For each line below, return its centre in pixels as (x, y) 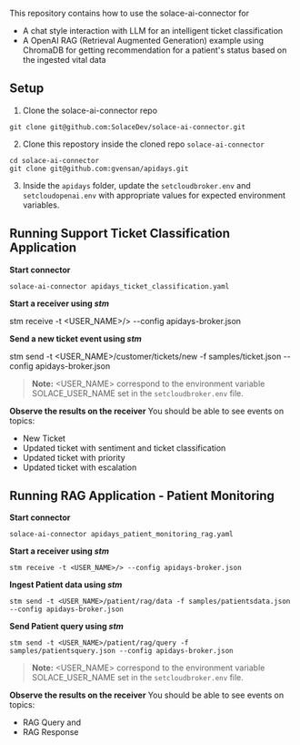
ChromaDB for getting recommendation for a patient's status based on (155, 50)
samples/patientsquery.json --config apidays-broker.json (121, 651)
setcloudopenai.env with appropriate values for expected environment (154, 195)
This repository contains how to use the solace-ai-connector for (130, 13)
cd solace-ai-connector (55, 160)
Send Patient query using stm (67, 627)
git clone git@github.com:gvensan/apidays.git (99, 168)
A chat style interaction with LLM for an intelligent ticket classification (153, 31)
